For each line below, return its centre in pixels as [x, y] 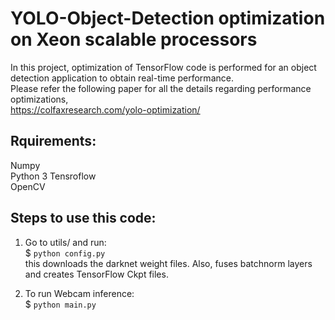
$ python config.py [65, 253]
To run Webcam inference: [79, 293]
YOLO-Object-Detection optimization [168, 18]
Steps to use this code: [83, 218]
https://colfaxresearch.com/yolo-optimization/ [105, 109]
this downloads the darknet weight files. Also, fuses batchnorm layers [168, 263]
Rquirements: [53, 141]
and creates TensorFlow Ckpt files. [96, 274]
